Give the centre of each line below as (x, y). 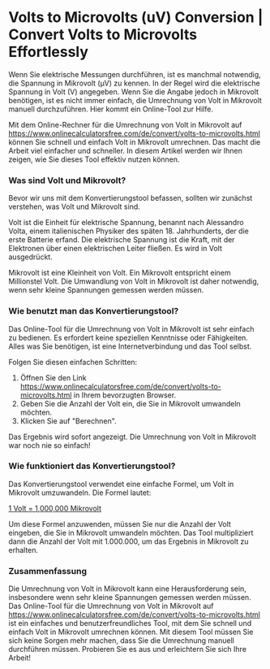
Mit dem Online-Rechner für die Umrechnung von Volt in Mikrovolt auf (125, 124)
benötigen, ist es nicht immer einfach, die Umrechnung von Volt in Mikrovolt (135, 100)
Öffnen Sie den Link (53, 377)
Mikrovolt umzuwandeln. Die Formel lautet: (80, 493)
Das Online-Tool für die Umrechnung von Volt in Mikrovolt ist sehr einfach (131, 328)
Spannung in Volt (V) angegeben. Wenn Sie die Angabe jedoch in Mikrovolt (134, 91)
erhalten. (24, 550)
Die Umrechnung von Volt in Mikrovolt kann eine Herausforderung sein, (128, 589)
